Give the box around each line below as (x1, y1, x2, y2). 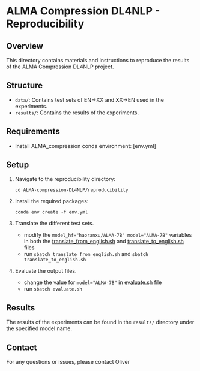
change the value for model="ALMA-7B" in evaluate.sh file (23, 279, 162, 286)
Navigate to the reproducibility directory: (14, 176, 116, 183)
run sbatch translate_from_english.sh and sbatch (23, 251, 148, 258)
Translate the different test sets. (14, 220, 94, 227)
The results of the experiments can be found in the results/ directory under (6, 319, 195, 326)
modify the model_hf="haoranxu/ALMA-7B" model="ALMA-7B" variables (23, 231, 192, 239)
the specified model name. (6, 325, 73, 332)
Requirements (6, 126, 60, 137)
